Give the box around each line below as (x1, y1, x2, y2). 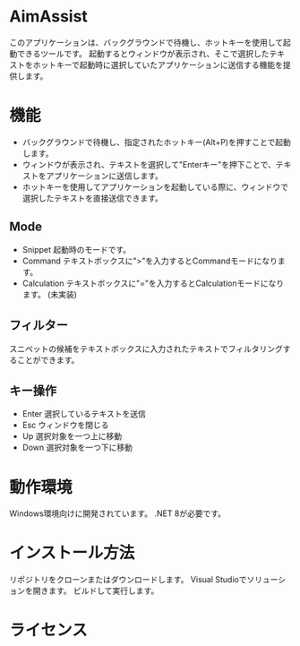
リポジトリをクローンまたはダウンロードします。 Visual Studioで (9, 574, 247, 585)
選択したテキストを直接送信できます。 (21, 193, 163, 203)
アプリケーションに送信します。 (46, 170, 164, 181)
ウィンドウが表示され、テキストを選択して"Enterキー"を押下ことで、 (21, 159, 276, 169)
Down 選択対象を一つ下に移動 (21, 442, 133, 453)
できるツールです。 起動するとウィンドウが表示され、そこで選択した (16, 47, 270, 59)
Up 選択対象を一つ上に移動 (21, 431, 123, 442)
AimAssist (9, 6, 88, 27)
